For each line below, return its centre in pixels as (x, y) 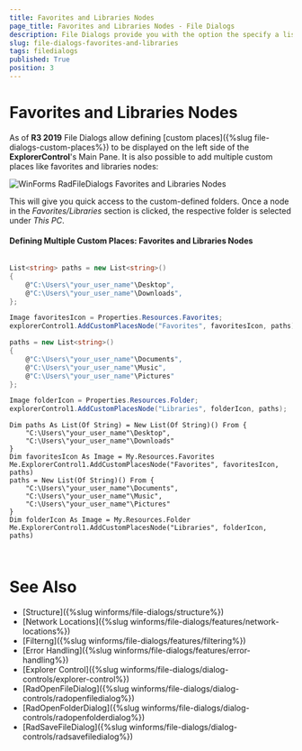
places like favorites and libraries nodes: (84, 166)
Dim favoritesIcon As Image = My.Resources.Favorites (112, 457)
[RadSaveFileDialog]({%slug (75, 728)
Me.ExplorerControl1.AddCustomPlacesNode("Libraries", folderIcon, (138, 528)
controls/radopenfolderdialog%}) (84, 718)
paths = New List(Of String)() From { (82, 481)
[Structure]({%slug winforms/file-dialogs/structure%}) (123, 612)
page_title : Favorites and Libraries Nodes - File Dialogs (122, 26)
